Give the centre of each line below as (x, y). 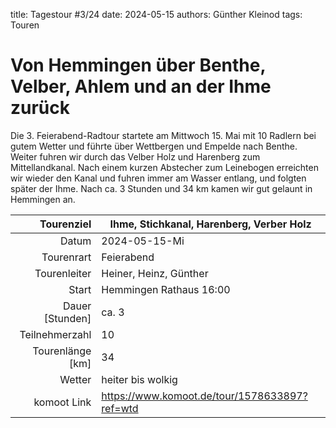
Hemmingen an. (43, 199)
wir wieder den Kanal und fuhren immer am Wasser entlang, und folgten (158, 178)
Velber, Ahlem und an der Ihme (141, 86)
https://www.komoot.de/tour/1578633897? (204, 396)
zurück (40, 108)
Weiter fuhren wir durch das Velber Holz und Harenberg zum (135, 156)
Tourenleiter (63, 273)
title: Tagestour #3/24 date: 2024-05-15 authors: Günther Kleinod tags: (156, 14)
